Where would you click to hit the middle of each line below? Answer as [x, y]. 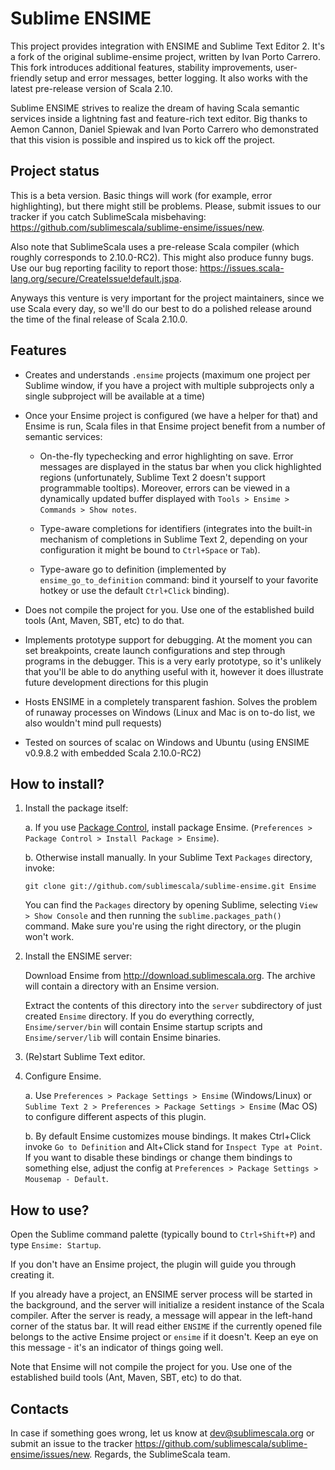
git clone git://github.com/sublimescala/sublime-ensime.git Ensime [170, 887]
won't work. [49, 937]
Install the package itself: [76, 808]
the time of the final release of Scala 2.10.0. [99, 319]
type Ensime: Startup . [56, 1245]
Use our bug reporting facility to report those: [104, 268]
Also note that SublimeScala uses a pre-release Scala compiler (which [155, 246]
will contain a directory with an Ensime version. [122, 986]
